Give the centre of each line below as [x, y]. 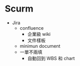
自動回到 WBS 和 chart [51, 58]
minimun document [40, 46]
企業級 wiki [39, 34]
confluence [32, 28]
